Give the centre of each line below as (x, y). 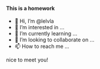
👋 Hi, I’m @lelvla (34, 21)
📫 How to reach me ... (42, 46)
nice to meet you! (27, 60)
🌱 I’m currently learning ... (46, 34)
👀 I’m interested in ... (39, 27)
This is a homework (30, 8)
